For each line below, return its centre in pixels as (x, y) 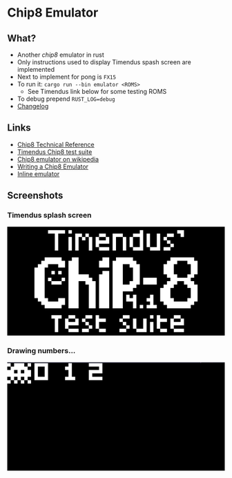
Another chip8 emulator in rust (61, 55)
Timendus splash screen (49, 216)
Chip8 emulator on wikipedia (58, 159)
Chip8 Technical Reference (56, 144)
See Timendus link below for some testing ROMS (97, 92)
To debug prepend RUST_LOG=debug (66, 99)
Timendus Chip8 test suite (55, 152)
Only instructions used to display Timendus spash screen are (104, 62)
